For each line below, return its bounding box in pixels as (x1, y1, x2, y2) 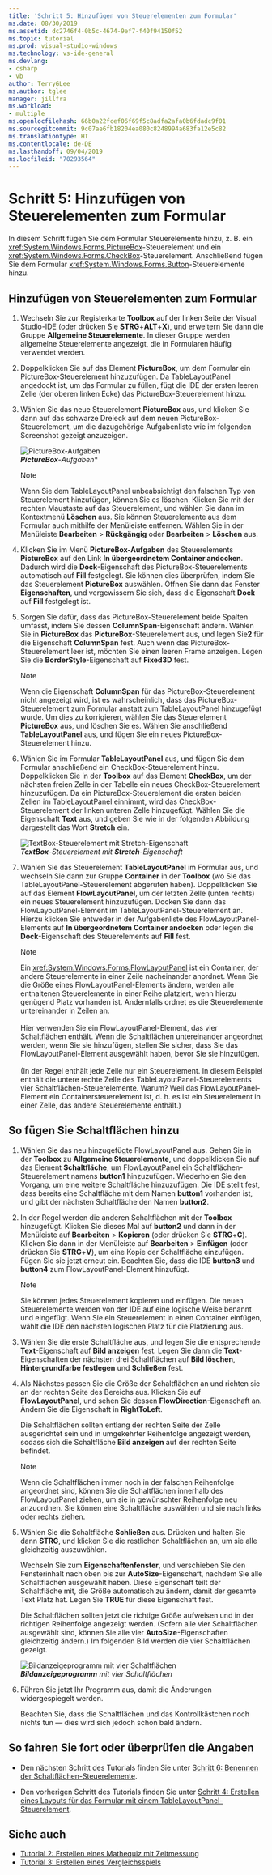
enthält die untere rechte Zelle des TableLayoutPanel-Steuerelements (19, 1074, 253, 1084)
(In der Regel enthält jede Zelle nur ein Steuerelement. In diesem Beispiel (19, 1066, 263, 1075)
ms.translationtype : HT (8, 132, 89, 140)
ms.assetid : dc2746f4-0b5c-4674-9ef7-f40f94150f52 (8, 27, 183, 35)
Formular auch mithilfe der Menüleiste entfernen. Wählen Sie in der (19, 521, 244, 530)
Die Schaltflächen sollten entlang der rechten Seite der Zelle (19, 1420, 221, 1430)
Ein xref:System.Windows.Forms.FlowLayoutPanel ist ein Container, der (19, 963, 259, 972)
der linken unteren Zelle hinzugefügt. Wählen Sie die (70, 806, 245, 814)
